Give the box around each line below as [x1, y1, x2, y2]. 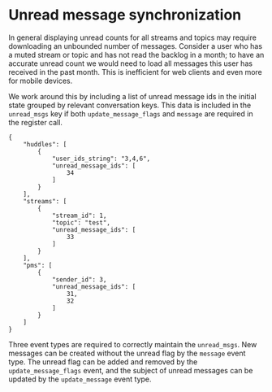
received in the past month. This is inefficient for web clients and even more [8, 67, 262, 76]
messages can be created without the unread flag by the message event [8, 348, 246, 358]
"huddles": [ [23, 140, 67, 148]
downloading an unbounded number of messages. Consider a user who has [8, 41, 262, 50]
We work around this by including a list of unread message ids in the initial [8, 91, 257, 101]
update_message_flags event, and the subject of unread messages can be [8, 365, 253, 375]
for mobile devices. [8, 76, 73, 85]
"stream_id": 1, [51, 211, 107, 220]
